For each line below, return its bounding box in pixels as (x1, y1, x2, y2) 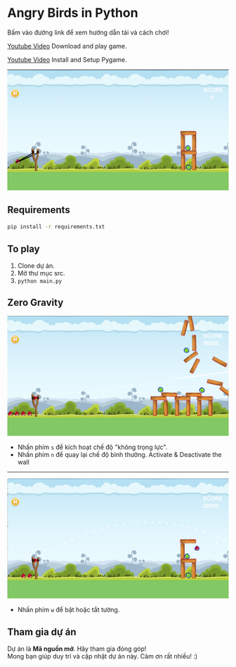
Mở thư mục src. (17, 269, 65, 278)
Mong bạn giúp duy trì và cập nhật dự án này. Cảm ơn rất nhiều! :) (7, 652, 198, 661)
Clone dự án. (17, 261, 55, 270)
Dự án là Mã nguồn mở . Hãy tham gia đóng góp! (7, 645, 147, 653)
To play (7, 242, 40, 254)
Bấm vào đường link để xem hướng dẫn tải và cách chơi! (7, 28, 170, 37)
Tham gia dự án (7, 626, 77, 637)
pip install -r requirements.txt (7, 224, 105, 231)
